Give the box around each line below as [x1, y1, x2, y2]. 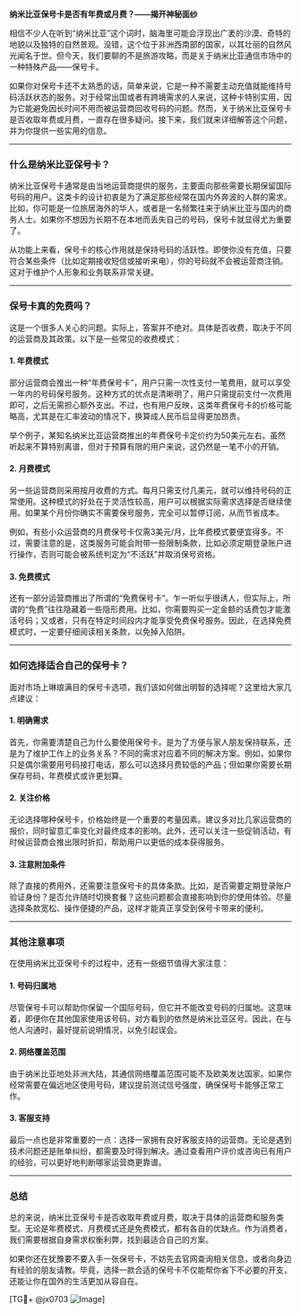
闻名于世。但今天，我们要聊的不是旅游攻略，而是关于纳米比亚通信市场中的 [16, 50, 292, 61]
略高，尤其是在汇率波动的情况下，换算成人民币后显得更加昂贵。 [9, 410, 245, 421]
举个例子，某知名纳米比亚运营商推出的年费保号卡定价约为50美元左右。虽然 [9, 430, 287, 441]
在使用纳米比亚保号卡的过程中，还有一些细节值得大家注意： [9, 958, 229, 968]
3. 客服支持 [9, 1113, 51, 1124]
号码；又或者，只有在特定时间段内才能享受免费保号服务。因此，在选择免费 [16, 615, 292, 626]
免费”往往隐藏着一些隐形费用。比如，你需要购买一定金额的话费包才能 [28, 604, 284, 615]
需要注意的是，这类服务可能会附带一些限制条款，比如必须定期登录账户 [24, 538, 284, 548]
